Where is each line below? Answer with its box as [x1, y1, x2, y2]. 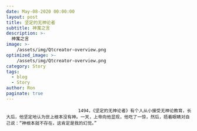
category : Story [6, 63, 46, 69]
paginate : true [6, 90, 44, 96]
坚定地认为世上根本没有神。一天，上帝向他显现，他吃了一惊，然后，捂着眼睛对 [23, 114, 186, 120]
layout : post [6, 14, 38, 20]
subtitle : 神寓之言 [6, 25, 51, 31]
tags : [6, 69, 19, 75]
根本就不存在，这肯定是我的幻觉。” [26, 120, 97, 126]
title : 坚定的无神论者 [6, 19, 56, 25]
